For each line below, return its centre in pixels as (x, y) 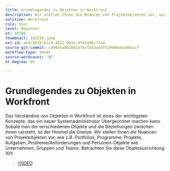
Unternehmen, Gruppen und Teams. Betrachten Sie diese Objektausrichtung (85, 148)
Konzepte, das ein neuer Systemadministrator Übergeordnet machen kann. (83, 121)
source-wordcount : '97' (30, 57)
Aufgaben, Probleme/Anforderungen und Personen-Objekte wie (72, 143)
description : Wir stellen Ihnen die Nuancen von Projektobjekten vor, (81, 15)
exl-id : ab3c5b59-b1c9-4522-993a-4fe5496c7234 (55, 43)
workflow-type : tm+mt (28, 52)
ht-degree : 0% (20, 62)
